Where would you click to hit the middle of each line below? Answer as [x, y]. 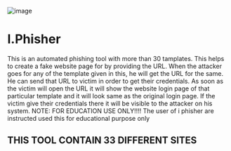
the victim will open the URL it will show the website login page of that [108, 88]
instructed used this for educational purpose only [79, 118]
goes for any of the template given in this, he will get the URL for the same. [115, 73]
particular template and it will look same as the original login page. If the [111, 96]
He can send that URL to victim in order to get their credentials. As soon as [115, 81]
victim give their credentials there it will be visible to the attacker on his [110, 103]
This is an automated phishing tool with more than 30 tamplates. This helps [116, 58]
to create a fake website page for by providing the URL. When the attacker [115, 66]
